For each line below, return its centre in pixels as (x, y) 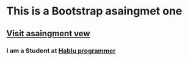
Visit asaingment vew (48, 34)
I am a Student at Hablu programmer (61, 51)
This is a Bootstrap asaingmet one (94, 11)
